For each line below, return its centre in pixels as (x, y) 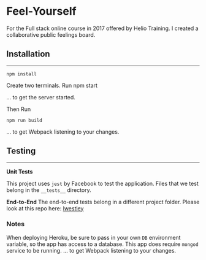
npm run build (25, 120)
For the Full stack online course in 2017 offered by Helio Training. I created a (102, 28)
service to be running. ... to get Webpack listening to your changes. (91, 250)
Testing (21, 151)
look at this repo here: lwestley (45, 208)
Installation (28, 54)
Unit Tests (20, 171)
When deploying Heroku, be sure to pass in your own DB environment (93, 237)
